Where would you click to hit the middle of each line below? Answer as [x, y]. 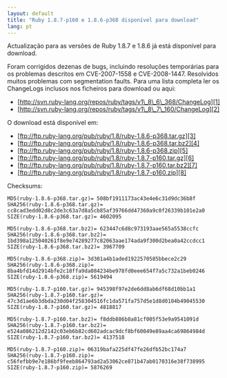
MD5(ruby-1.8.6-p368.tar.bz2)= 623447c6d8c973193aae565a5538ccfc [103, 229]
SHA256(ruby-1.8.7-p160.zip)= [51, 356]
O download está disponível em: [53, 123]
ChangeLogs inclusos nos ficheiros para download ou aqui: [91, 89]
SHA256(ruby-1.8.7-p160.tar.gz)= [55, 295]
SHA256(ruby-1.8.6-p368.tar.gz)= [55, 205]
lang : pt [20, 26]
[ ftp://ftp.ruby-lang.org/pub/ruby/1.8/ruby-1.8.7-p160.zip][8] [102, 172]
